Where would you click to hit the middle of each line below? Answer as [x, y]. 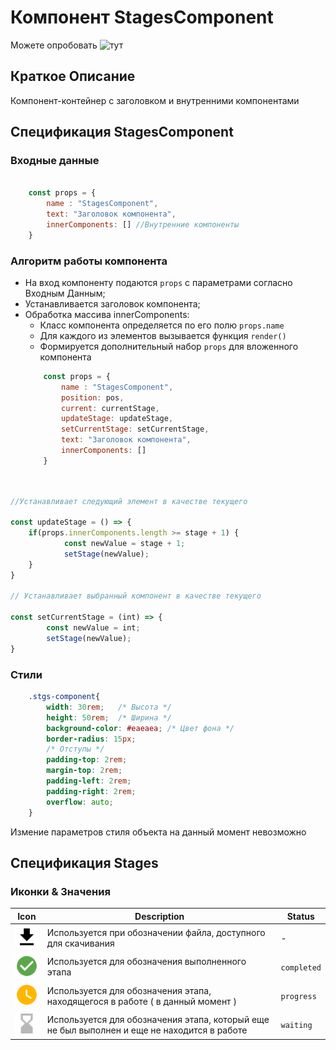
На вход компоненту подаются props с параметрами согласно [158, 282]
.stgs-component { [64, 697]
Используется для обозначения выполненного [146, 962]
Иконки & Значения [60, 891]
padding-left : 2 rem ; [89, 781]
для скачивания [80, 943]
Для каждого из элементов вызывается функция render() [163, 335]
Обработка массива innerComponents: [107, 314]
